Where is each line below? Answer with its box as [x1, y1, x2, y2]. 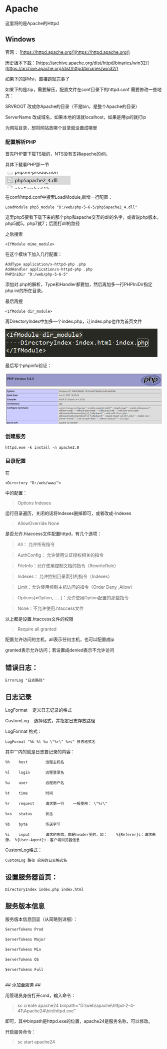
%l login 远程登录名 [5, 770, 64, 775]
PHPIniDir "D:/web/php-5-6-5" [5, 272, 68, 277]
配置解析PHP [5, 139, 36, 146]
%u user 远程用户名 [5, 780, 64, 785]
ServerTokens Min [5, 947, 41, 952]
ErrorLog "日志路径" [5, 678, 45, 683]
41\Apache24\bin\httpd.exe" [17, 1007, 76, 1014]
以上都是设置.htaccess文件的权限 [5, 616, 73, 622]
